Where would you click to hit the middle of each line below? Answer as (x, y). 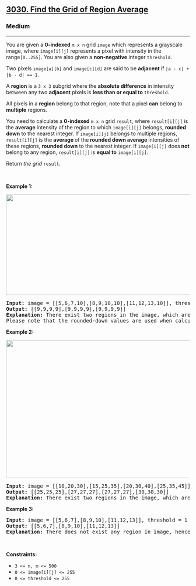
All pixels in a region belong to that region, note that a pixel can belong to (94, 103)
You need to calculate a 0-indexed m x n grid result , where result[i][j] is (97, 121)
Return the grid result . (34, 163)
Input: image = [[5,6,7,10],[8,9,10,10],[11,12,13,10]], (89, 303)
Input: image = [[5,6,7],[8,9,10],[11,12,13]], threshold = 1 (97, 520)
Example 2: (20, 332)
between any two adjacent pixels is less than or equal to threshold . (88, 92)
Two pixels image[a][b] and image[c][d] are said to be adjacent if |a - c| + (98, 68)
